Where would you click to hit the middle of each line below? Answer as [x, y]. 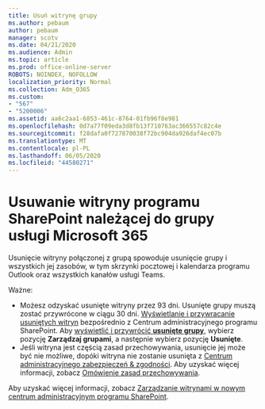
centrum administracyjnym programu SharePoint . [88, 396]
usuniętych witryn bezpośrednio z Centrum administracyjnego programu [138, 323]
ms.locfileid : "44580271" [51, 163]
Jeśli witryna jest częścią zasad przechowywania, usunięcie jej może [132, 348]
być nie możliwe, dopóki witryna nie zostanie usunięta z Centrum [126, 356]
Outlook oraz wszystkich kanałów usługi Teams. [86, 275]
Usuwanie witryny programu [104, 202]
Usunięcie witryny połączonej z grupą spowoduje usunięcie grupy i [118, 258]
